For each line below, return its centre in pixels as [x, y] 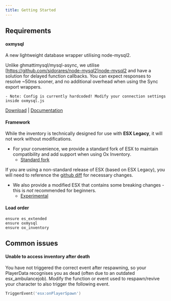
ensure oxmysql [22, 223]
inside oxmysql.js [25, 101]
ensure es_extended [26, 218]
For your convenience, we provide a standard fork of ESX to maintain [85, 149]
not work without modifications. [39, 139]
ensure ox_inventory [27, 228]
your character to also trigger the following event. [58, 284]
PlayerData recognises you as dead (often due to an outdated [70, 273]
